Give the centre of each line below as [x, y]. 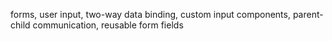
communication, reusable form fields [108, 25]
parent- [308, 14]
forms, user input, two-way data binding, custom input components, [150, 14]
